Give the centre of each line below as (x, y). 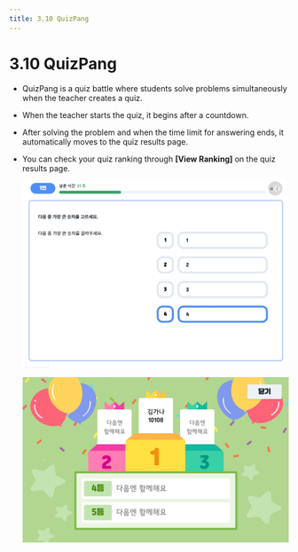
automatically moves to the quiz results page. (105, 141)
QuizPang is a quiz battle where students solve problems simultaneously (155, 88)
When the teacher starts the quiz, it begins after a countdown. (135, 114)
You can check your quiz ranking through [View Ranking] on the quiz (149, 159)
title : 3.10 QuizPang (49, 19)
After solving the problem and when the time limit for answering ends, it (153, 132)
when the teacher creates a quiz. (82, 98)
